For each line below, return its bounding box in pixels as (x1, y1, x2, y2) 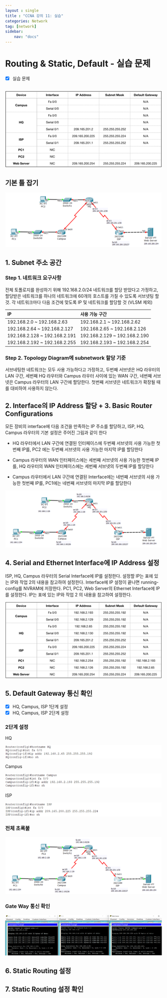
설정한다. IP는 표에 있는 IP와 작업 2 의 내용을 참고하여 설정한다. (10, 592, 132, 598)
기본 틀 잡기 (5, 179, 39, 187)
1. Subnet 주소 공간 (5, 258, 62, 267)
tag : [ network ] (5, 24, 37, 29)
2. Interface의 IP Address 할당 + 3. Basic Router (5, 401, 153, 410)
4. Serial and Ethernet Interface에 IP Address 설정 (5, 559, 160, 567)
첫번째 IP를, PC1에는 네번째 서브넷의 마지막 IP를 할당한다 (21, 480, 132, 486)
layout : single (5, 8, 39, 13)
